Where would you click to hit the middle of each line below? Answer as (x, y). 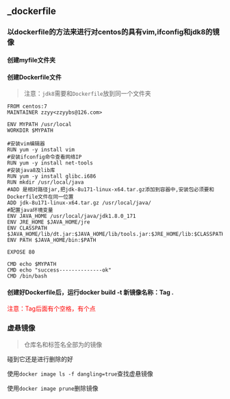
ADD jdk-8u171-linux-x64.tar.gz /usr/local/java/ (79, 203)
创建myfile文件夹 (31, 60)
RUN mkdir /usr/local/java (46, 182)
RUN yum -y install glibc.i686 (52, 177)
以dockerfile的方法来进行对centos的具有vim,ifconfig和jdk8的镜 (114, 32)
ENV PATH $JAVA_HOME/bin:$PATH (52, 240)
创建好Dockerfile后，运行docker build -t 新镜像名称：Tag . (91, 292)
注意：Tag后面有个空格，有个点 (51, 309)
